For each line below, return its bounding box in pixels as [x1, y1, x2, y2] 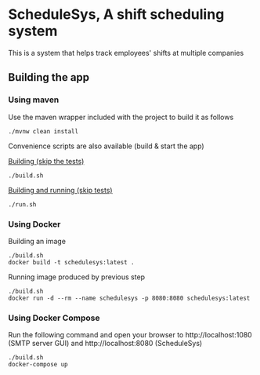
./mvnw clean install [8, 127, 79, 135]
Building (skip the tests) [8, 156, 85, 166]
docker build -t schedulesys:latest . [8, 258, 135, 266]
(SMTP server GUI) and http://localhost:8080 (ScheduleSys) [8, 339, 203, 348]
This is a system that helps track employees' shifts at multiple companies [8, 48, 244, 57]
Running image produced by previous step [8, 272, 146, 282]
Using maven [8, 94, 60, 105]
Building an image [8, 236, 67, 246]
